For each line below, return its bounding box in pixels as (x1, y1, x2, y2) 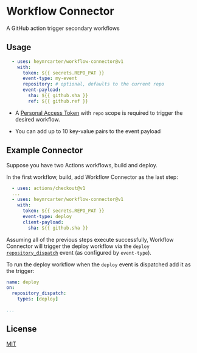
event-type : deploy (22, 213, 72, 219)
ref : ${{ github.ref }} (28, 98, 88, 104)
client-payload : (22, 219, 64, 225)
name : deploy (6, 279, 40, 285)
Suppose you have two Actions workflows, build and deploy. (6, 161, 158, 169)
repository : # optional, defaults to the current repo (22, 81, 165, 87)
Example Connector (6, 145, 83, 156)
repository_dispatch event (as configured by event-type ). (6, 249, 152, 256)
